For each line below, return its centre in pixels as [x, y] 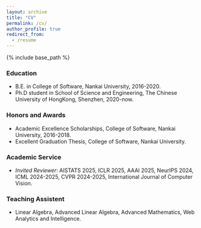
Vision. [24, 183]
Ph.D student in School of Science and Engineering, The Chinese [96, 93]
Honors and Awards [36, 115]
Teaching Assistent [35, 199]
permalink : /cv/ [27, 23]
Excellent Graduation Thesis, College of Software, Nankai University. [100, 141]
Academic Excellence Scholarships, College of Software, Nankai [95, 128]
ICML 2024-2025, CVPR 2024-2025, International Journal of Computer [104, 176]
